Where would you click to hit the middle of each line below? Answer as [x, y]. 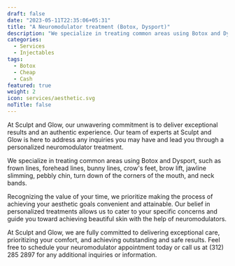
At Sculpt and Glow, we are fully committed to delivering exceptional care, [114, 232]
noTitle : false [29, 105]
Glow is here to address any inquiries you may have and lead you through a [115, 139]
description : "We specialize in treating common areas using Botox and [114, 33]
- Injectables [34, 53]
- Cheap [25, 72]
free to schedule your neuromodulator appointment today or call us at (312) [115, 247]
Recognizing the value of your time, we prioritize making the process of [110, 196]
